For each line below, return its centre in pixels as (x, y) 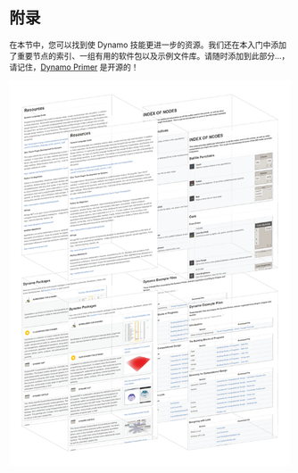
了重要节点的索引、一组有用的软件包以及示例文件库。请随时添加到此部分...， (149, 55)
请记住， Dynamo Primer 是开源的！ (74, 67)
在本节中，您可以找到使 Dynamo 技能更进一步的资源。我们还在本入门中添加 (148, 45)
